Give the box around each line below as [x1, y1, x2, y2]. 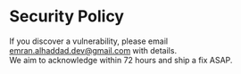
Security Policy [9, 6, 125, 27]
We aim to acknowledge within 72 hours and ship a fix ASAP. [9, 54, 233, 65]
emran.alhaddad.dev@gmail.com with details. [9, 45, 177, 55]
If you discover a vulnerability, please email [9, 36, 168, 46]
